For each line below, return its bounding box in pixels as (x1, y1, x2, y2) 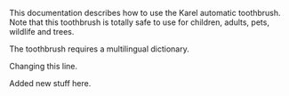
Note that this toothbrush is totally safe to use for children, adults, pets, (9, 17, 269, 28)
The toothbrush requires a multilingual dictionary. (9, 44, 189, 54)
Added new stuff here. (9, 78, 92, 88)
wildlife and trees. (9, 27, 75, 36)
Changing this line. (9, 61, 78, 71)
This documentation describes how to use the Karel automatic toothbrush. (9, 8, 282, 18)
